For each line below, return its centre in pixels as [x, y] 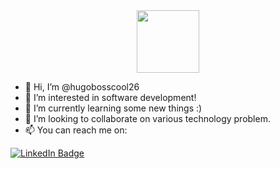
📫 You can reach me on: [76, 130]
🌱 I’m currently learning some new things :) [113, 108]
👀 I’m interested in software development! [110, 97]
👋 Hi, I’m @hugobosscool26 [82, 87]
